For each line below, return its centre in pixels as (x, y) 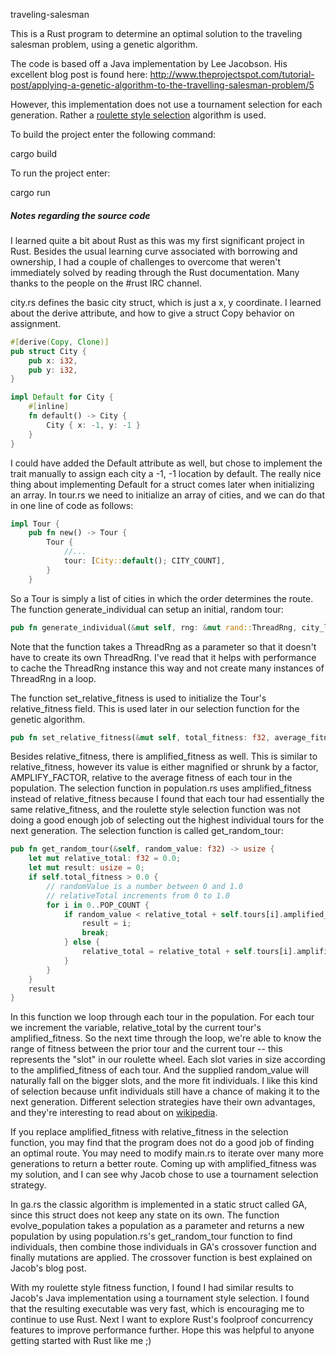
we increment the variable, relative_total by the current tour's (136, 1028)
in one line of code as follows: (72, 505)
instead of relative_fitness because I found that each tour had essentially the (167, 799)
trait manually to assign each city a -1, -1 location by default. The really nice (166, 473)
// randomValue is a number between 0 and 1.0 (145, 886)
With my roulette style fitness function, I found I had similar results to (152, 1288)
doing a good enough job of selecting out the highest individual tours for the (167, 820)
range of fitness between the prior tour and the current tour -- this (146, 1049)
